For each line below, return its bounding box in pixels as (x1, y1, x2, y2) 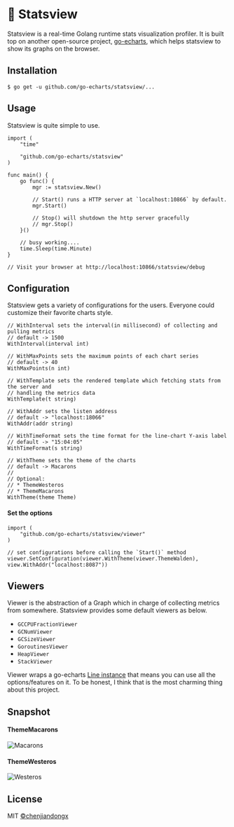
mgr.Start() (32, 202, 68, 209)
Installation (7, 65, 57, 76)
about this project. (7, 685, 60, 694)
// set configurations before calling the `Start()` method (7, 549, 187, 556)
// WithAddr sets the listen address (7, 408, 118, 415)
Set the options (7, 509, 53, 517)
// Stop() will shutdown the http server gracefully (32, 214, 190, 222)
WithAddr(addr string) (7, 420, 74, 427)
